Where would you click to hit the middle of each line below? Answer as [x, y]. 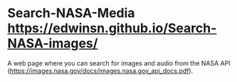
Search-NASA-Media [71, 13]
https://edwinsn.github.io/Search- [112, 28]
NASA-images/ [53, 43]
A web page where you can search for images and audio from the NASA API [119, 63]
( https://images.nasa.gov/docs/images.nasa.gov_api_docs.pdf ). [100, 71]
